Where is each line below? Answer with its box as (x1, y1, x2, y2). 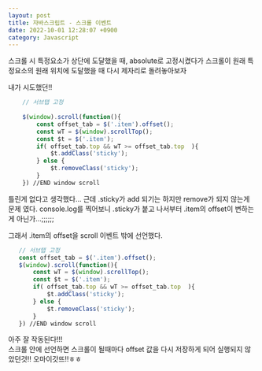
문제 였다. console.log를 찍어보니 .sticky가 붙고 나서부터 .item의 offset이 (8, 204, 234, 213)
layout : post (8, 11, 51, 20)
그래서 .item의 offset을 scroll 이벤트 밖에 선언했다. (8, 230, 163, 240)
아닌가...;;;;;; (16, 213, 54, 223)
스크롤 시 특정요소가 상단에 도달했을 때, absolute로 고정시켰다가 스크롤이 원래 (8, 56, 246, 65)
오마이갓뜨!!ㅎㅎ (32, 354, 82, 364)
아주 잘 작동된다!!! (8, 335, 63, 344)
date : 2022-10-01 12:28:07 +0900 (8, 26, 118, 34)
